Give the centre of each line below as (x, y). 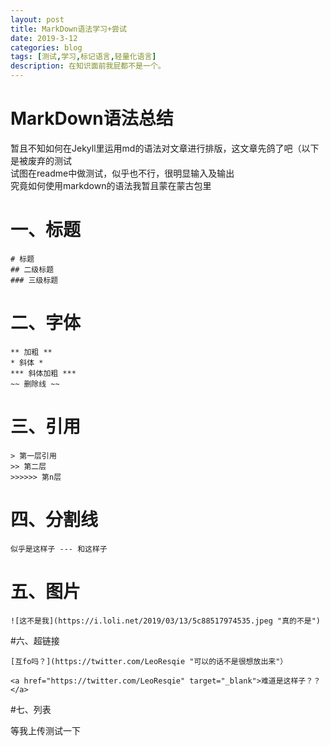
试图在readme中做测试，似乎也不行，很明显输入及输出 (122, 173)
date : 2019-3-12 (44, 38)
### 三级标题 (34, 280)
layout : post (37, 19)
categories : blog (46, 47)
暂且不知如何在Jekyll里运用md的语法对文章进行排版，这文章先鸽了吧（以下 (165, 148)
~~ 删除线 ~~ (35, 384)
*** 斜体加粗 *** (43, 373)
